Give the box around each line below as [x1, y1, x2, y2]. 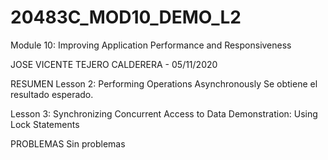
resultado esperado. [10, 88, 94, 100]
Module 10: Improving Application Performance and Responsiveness [10, 39, 292, 51]
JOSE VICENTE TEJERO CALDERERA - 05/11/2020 [10, 58, 218, 70]
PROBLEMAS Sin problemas [10, 137, 126, 150]
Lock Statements [10, 118, 80, 130]
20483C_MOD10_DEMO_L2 [10, 6, 242, 29]
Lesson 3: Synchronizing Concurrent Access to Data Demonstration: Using [10, 107, 318, 120]
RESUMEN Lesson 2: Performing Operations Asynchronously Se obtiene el [10, 77, 318, 90]
